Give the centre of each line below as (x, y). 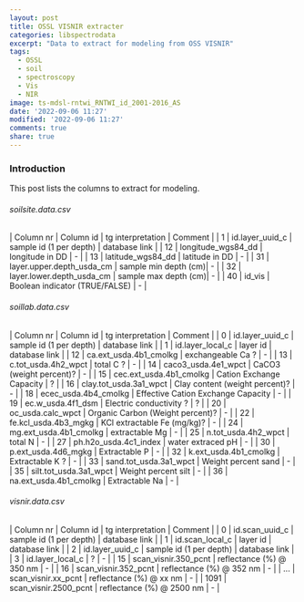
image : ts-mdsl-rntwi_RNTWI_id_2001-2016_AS (95, 103)
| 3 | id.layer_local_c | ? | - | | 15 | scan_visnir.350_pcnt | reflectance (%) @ (148, 558)
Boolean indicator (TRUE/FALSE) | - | (78, 286)
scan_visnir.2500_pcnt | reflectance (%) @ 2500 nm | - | (115, 587)
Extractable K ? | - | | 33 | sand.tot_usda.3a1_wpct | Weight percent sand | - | (152, 461)
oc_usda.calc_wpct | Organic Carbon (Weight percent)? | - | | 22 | (132, 412)
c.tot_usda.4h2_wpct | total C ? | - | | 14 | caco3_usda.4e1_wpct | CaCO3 (145, 364)
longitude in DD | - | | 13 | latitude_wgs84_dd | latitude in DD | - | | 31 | (140, 257)
